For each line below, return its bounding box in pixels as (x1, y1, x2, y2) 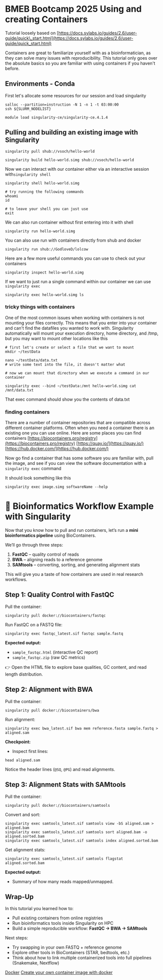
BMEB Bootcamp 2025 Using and (5, 3, 142, 15)
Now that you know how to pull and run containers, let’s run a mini (5, 527, 138, 533)
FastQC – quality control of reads (12, 551, 79, 557)
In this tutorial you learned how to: (5, 906, 74, 912)
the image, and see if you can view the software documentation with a (5, 460, 146, 466)
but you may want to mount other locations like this (5, 335, 108, 341)
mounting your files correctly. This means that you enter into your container (5, 319, 157, 326)
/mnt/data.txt (5, 387, 34, 392)
